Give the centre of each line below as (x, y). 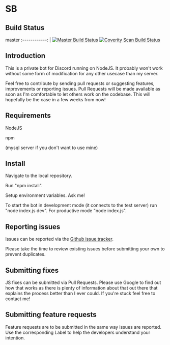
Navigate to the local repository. (39, 176)
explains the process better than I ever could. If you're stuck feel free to (80, 294)
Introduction (25, 56)
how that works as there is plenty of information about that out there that (81, 288)
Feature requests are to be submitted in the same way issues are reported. (83, 327)
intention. (15, 338)
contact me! (18, 299)
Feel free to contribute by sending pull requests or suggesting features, (80, 83)
